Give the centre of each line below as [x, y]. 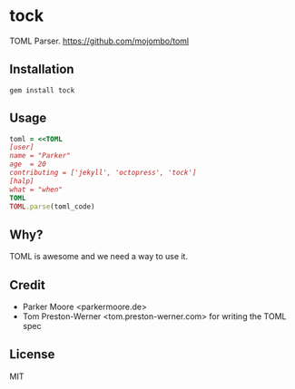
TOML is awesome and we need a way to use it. [99, 257]
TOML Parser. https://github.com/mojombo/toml [99, 41]
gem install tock [42, 90]
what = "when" [36, 190]
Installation [42, 69]
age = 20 [28, 164]
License [32, 355]
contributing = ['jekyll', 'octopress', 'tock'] [103, 173]
